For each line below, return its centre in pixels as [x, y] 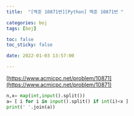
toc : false [20, 39]
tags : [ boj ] [21, 28]
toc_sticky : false [29, 45]
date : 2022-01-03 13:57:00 [40, 56]
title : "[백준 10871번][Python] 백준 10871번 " [65, 12]
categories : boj [27, 23]
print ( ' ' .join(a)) [31, 107]
